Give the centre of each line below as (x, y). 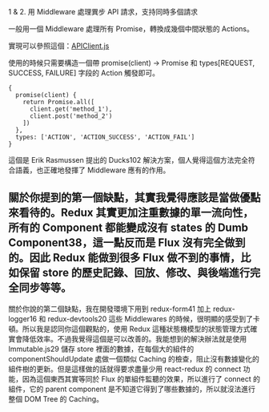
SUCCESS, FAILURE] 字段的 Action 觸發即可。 (84, 73)
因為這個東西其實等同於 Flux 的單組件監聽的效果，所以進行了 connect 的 (141, 378)
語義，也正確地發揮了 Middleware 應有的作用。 (92, 170)
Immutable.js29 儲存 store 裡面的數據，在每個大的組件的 (101, 349)
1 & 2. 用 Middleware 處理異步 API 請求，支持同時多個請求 (103, 12)
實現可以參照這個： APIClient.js (59, 46)
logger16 (23, 318)
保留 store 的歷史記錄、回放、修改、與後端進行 (134, 273)
